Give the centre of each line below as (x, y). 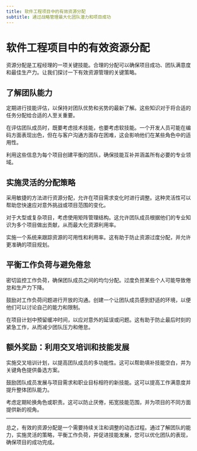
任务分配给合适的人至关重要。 (42, 116)
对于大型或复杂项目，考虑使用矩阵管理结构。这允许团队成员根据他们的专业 (96, 218)
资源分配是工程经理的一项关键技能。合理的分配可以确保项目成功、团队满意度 (98, 65)
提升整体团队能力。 (29, 389)
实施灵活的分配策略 (41, 182)
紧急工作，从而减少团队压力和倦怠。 (50, 327)
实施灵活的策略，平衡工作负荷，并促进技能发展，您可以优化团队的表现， (103, 435)
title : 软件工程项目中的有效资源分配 (46, 11)
